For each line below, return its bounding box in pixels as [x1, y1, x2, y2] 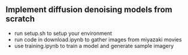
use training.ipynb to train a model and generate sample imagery [14, 42, 174, 49]
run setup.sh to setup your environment [14, 30, 112, 37]
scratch [5, 14, 35, 24]
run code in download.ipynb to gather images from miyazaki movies [14, 35, 182, 43]
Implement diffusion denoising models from [5, 5, 172, 15]
